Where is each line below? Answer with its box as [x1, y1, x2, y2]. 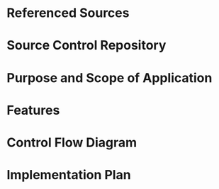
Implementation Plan [6, 167, 132, 183]
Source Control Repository [6, 38, 167, 54]
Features [6, 102, 60, 118]
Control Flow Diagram [6, 134, 137, 150]
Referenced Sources [6, 5, 130, 21]
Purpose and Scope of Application [6, 69, 213, 86]
